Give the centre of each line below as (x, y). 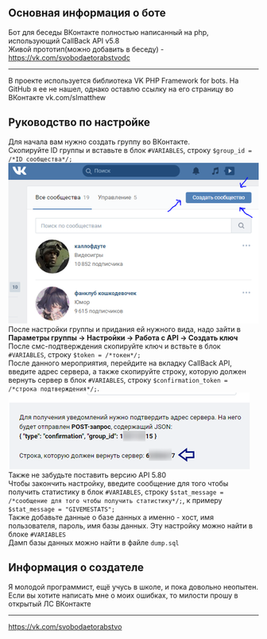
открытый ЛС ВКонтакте (50, 603)
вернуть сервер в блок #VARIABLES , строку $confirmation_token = (118, 380)
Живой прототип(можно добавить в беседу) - (86, 49)
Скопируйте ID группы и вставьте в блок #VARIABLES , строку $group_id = (130, 150)
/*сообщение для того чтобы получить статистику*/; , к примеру (115, 500)
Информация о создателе (76, 568)
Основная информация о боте (87, 13)
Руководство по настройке (79, 123)
